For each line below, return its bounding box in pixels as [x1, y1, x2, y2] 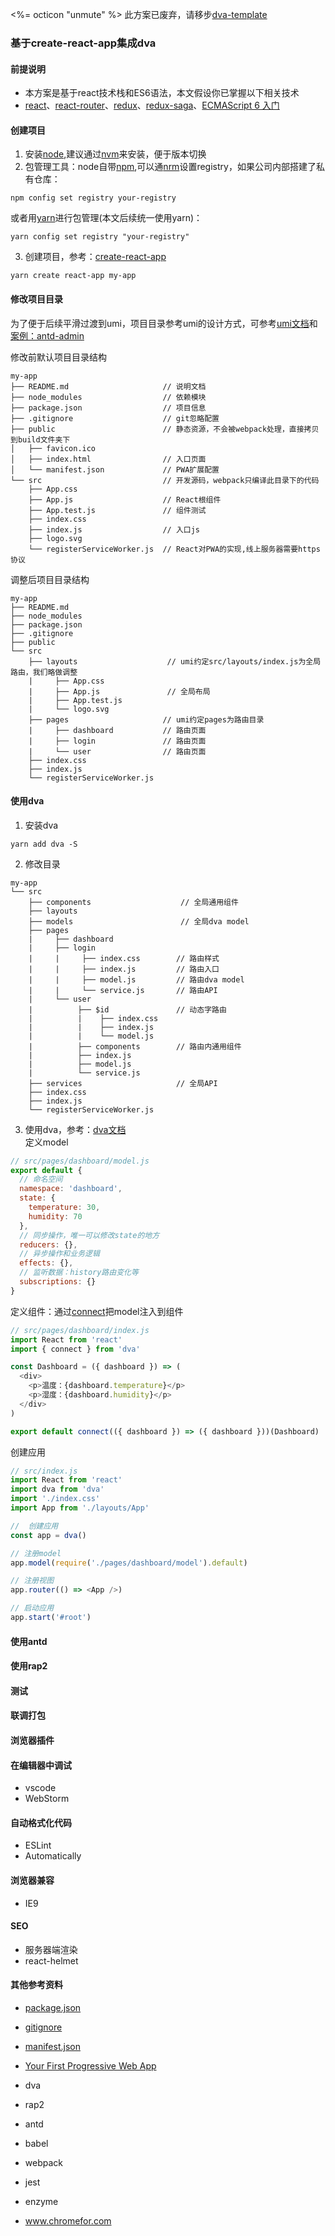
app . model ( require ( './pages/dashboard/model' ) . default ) [10, 1558, 248, 1568]
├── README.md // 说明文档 [10, 381, 207, 392]
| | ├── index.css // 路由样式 [28, 953, 220, 963]
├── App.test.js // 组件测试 [28, 505, 207, 515]
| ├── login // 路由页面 [28, 736, 207, 746]
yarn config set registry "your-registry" [10, 232, 190, 242]
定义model [24, 1136, 69, 1148]
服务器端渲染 [24, 1943, 78, 1955]
